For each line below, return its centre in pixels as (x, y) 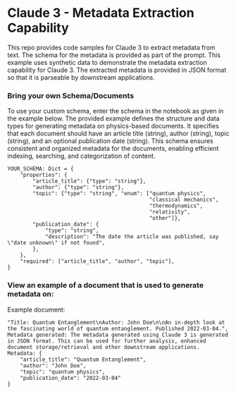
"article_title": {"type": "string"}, (89, 181)
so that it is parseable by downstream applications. (81, 77)
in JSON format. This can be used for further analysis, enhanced (107, 341)
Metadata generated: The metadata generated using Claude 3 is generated (118, 335)
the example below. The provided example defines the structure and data (113, 118)
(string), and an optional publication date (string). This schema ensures (110, 141)
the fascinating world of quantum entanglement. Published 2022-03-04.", (118, 328)
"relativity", (170, 212)
